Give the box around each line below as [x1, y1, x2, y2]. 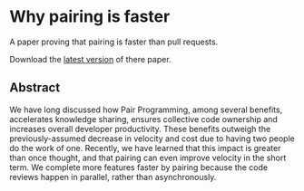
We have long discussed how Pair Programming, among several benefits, [9, 104, 283, 115]
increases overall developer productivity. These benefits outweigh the [9, 123, 271, 134]
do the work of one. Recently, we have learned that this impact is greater [9, 142, 281, 153]
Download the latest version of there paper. [9, 53, 172, 64]
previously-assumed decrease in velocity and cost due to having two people [9, 133, 295, 144]
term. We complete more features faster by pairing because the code [9, 161, 269, 173]
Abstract [9, 80, 61, 96]
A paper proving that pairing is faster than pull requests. [9, 36, 219, 47]
